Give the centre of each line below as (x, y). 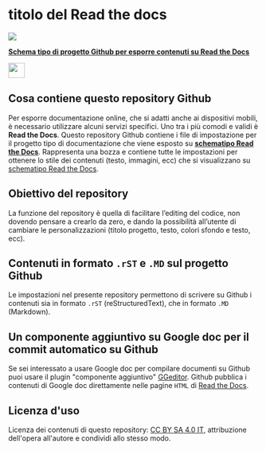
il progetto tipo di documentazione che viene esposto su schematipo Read (131, 143)
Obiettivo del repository (68, 194)
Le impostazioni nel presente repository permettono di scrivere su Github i (130, 295)
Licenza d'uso (44, 411)
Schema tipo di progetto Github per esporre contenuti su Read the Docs (129, 51)
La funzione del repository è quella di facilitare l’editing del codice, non (124, 213)
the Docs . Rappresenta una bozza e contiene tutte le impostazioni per (123, 151)
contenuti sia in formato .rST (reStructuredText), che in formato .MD (119, 304)
